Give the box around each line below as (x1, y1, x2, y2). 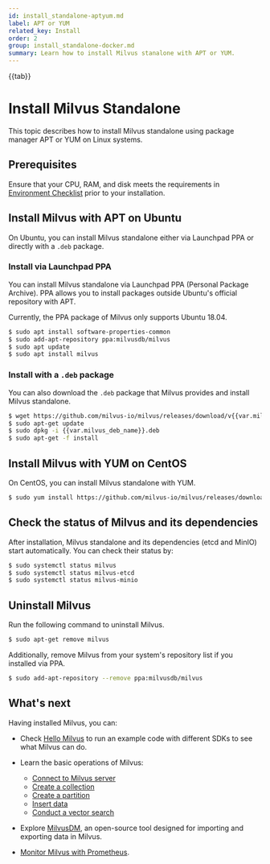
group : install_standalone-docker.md (8, 42, 135, 50)
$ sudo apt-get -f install (8, 434, 99, 443)
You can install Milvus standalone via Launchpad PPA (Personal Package (8, 279, 249, 289)
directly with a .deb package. (8, 241, 104, 250)
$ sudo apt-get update (8, 420, 84, 428)
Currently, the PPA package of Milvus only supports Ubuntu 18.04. (8, 312, 227, 322)
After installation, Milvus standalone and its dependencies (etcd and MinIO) (8, 537, 257, 547)
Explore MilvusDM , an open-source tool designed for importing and (19, 823, 243, 833)
